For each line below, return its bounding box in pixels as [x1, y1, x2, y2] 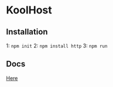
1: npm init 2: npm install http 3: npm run [6, 42, 108, 49]
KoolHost [6, 4, 52, 17]
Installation [6, 27, 48, 37]
